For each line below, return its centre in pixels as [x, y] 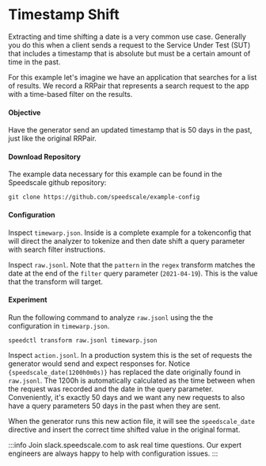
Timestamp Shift [64, 15]
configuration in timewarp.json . [59, 325]
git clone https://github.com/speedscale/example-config [104, 197]
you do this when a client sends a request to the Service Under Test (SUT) [129, 44]
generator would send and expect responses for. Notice [99, 364]
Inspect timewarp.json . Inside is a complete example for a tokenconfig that [130, 233]
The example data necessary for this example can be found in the [115, 174]
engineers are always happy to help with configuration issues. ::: [113, 453]
